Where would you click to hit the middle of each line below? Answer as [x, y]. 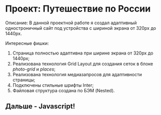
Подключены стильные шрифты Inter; [53, 85]
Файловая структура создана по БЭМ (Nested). [64, 90]
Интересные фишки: [27, 43]
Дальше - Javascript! [40, 106]
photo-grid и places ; [34, 69]
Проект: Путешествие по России [78, 9]
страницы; [24, 80]
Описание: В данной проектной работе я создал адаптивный [71, 23]
